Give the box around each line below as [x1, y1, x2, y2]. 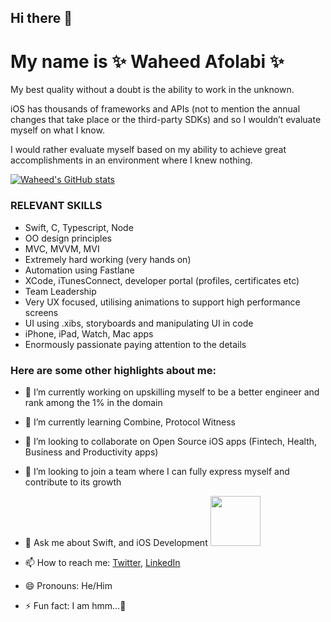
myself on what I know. [10, 124, 105, 136]
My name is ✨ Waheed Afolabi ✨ [10, 50, 285, 73]
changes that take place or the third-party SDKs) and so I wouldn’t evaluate [10, 114, 322, 126]
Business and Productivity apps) [24, 446, 159, 458]
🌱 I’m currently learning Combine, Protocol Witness [24, 416, 236, 428]
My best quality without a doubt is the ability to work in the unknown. [10, 84, 295, 96]
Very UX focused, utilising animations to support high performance [24, 296, 301, 308]
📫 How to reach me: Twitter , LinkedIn [24, 556, 181, 568]
